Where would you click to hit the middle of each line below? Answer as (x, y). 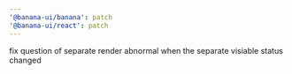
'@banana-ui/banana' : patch (61, 17)
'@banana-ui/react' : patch (59, 26)
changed (25, 60)
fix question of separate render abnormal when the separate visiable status (146, 50)
